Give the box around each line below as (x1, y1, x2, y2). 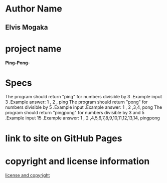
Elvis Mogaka (5, 23, 48, 32)
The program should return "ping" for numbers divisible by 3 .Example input (5, 94, 162, 100)
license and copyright (5, 172, 50, 178)
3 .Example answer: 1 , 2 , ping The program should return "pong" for (5, 99, 148, 105)
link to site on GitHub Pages (5, 132, 122, 144)
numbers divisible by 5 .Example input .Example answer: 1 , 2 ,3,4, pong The (5, 104, 162, 110)
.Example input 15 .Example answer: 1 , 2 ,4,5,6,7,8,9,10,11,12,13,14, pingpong (5, 115, 160, 121)
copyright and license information (5, 155, 150, 167)
